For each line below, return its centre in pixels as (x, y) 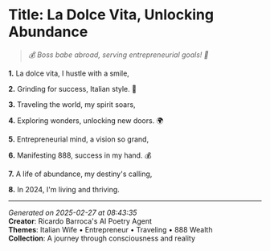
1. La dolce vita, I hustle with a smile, (69, 73)
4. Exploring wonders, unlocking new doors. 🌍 (86, 120)
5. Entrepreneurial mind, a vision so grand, (79, 139)
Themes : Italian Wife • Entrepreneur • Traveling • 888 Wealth (110, 229)
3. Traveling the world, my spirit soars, (72, 104)
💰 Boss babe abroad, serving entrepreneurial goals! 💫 (118, 55)
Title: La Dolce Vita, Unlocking (111, 15)
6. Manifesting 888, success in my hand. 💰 (80, 155)
